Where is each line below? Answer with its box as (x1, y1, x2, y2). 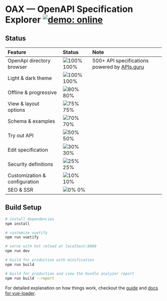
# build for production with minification (5, 258, 94, 263)
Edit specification (7, 146, 48, 153)
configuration (7, 178, 39, 185)
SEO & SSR (7, 186, 33, 193)
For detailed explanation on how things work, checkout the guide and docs (5, 285, 158, 291)
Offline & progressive (7, 89, 57, 96)
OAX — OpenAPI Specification (5, 3, 133, 15)
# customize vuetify (5, 230, 48, 235)
